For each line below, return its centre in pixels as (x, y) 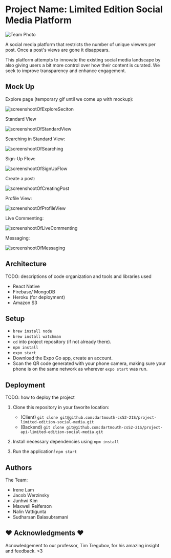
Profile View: (19, 198)
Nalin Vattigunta (30, 511)
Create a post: (20, 178)
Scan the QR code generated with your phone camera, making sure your (89, 363)
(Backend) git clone (42, 427)
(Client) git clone (39, 417)
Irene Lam (23, 490)
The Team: (17, 480)
